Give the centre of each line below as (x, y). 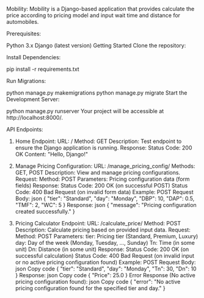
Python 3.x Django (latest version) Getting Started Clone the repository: (96, 45)
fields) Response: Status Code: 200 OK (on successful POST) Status (101, 185)
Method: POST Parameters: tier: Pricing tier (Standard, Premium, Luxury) (107, 236)
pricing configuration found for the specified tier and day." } (90, 288)
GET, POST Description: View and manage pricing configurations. (98, 173)
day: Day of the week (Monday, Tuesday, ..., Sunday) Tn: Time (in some (105, 243)
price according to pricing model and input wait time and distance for (93, 15)
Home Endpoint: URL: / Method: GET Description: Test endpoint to (98, 141)
